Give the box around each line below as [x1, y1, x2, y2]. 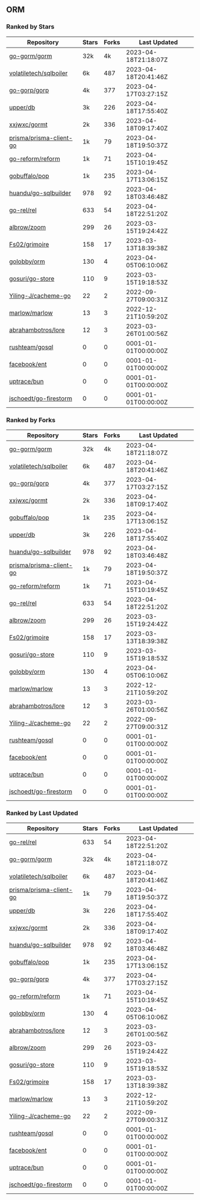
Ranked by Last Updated [6, 809, 79, 817]
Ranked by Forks [6, 416, 55, 424]
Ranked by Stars [6, 23, 55, 31]
